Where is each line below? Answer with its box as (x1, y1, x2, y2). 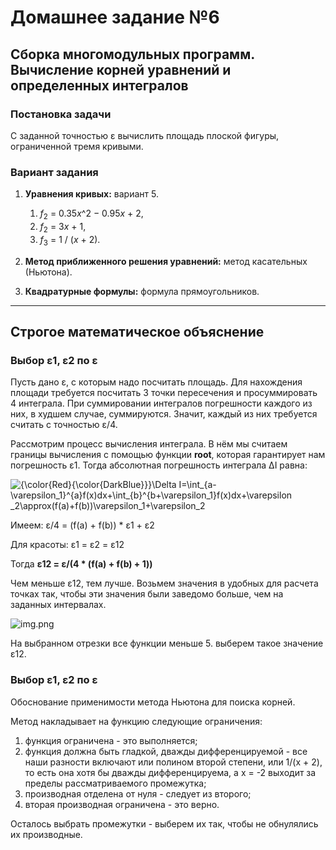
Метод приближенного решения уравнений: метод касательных (24, 255, 308, 267)
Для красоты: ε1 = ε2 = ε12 (10, 539, 125, 551)
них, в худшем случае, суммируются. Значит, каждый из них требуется (10, 408, 318, 420)
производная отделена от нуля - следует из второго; (24, 787, 252, 800)
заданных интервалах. (10, 599, 107, 611)
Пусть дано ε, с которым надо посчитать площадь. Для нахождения (10, 376, 303, 388)
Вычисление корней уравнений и (10, 61, 232, 78)
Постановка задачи (10, 107, 112, 121)
